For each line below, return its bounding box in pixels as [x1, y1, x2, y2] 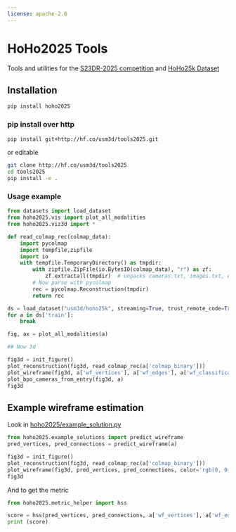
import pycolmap [20, 240, 68, 247]
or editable [7, 148, 39, 157]
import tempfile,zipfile [20, 246, 93, 253]
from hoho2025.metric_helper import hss [7, 499, 128, 507]
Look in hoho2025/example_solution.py [7, 420, 122, 429]
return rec [32, 292, 65, 299]
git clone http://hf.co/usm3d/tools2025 [7, 162, 128, 169]
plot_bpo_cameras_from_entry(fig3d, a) [7, 376, 124, 383]
